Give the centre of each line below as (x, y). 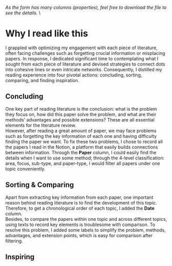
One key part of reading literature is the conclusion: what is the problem (81, 109)
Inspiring (20, 257)
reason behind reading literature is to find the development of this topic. (81, 202)
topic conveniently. (25, 169)
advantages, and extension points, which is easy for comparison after (79, 235)
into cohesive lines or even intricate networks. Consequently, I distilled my (84, 69)
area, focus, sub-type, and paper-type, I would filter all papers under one (83, 163)
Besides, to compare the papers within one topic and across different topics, (86, 219)
